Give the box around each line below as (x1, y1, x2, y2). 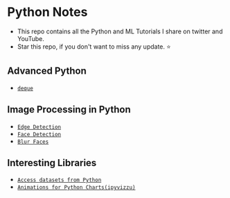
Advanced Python (7, 65, 87, 77)
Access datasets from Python (17, 176, 102, 184)
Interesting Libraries (7, 157, 97, 169)
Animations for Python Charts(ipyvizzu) (17, 184, 136, 191)
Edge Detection (17, 123, 62, 131)
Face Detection (17, 131, 62, 138)
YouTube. (17, 34, 45, 42)
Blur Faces (17, 138, 49, 145)
